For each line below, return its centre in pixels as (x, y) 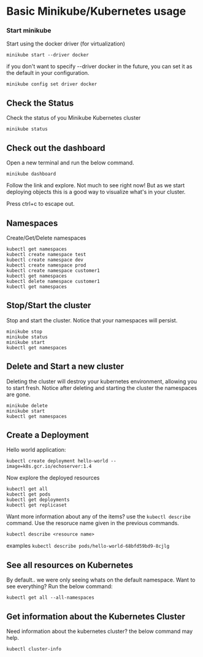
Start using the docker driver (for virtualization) (66, 44)
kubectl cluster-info (34, 649)
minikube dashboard (31, 174)
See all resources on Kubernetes (70, 565)
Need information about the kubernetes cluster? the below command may (100, 631)
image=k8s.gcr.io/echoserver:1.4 (49, 467)
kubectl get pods (29, 495)
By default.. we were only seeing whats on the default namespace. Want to (101, 580)
